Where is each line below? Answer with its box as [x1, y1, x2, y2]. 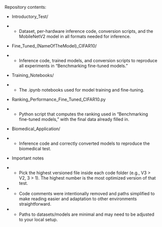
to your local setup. [19, 217, 58, 222]
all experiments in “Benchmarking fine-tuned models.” [19, 63, 128, 68]
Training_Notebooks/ [11, 72, 54, 78]
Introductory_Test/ [11, 14, 48, 19]
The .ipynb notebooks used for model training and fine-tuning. [19, 87, 144, 92]
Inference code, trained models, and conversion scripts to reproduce [19, 58, 158, 63]
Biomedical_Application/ [11, 126, 61, 132]
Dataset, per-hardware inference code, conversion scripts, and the [19, 28, 153, 34]
